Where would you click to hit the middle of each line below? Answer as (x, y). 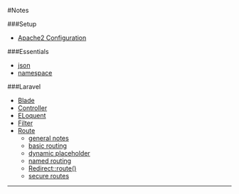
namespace (35, 73)
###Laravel (24, 87)
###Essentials (28, 52)
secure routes (49, 176)
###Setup (22, 24)
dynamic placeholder (59, 153)
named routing (50, 161)
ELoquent (32, 115)
